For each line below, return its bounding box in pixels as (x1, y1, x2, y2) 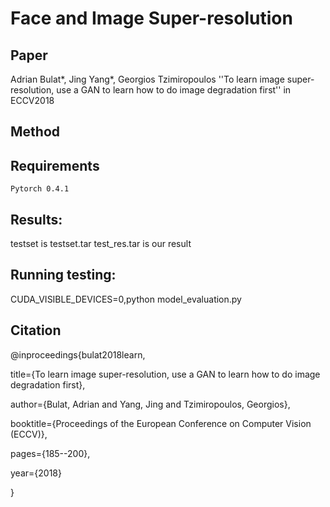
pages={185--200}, (10, 447, 91, 459)
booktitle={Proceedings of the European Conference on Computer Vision (10, 417, 312, 429)
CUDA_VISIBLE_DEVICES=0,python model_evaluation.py (10, 293, 242, 305)
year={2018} (10, 467, 62, 479)
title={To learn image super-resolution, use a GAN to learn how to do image (10, 368, 321, 380)
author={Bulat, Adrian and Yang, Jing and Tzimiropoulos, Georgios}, (10, 398, 291, 410)
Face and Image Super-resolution (10, 7, 293, 30)
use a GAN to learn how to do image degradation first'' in (56, 84, 292, 96)
